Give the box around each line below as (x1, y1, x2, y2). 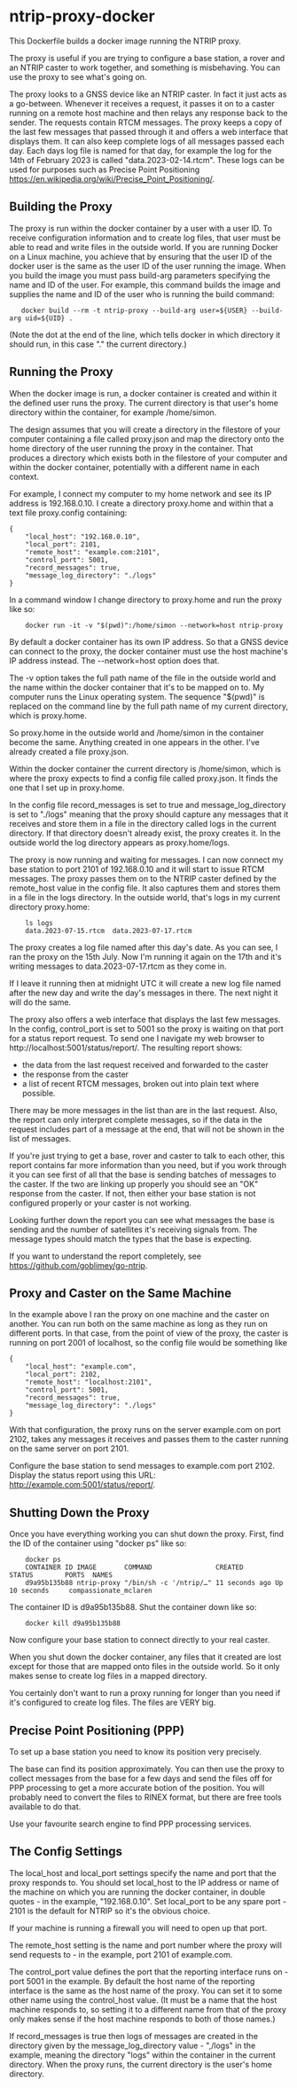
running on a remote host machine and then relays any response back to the (9, 107, 288, 118)
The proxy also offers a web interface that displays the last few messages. (9, 1014, 281, 1024)
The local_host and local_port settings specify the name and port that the (9, 1867, 277, 1878)
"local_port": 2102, (25, 1370, 101, 1379)
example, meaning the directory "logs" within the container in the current (9, 2049, 277, 2060)
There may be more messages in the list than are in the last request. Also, (9, 1104, 277, 1115)
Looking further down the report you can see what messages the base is (9, 1214, 275, 1225)
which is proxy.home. (9, 710, 87, 720)
